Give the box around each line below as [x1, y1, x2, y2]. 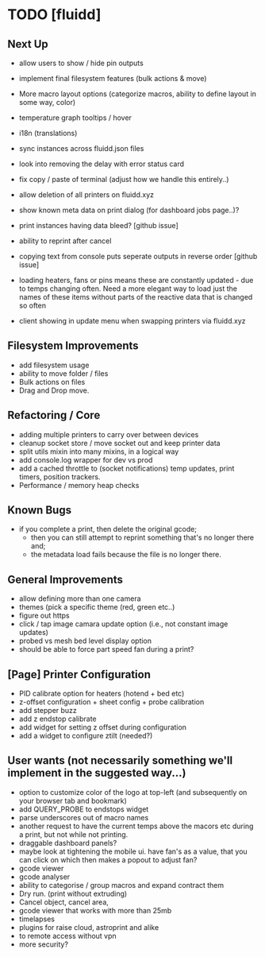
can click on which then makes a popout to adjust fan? [18, 854, 198, 864]
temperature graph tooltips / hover [18, 113, 132, 122]
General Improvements [7, 572, 124, 586]
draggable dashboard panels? [18, 838, 117, 847]
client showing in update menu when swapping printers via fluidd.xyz [18, 316, 247, 325]
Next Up [7, 37, 48, 51]
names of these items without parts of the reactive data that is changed [18, 293, 253, 301]
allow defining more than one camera [18, 594, 141, 603]
